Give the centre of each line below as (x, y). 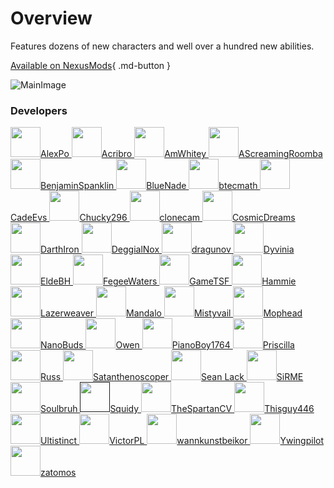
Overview (51, 18)
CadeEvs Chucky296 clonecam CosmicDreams (153, 218)
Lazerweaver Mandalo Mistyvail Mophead (171, 313)
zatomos (58, 473)
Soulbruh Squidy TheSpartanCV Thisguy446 (177, 409)
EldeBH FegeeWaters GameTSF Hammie (168, 281)
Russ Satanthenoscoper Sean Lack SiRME (172, 377)
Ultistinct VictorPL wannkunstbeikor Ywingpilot (182, 441)
